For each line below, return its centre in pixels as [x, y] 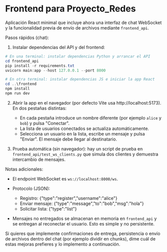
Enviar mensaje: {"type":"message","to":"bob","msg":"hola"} [82, 203]
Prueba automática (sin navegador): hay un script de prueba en [78, 148]
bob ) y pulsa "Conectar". [45, 123]
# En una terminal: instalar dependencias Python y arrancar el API [78, 56]
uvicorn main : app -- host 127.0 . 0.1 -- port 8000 [56, 70]
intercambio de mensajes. [39, 159]
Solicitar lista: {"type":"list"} [48, 208]
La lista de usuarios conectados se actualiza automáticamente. [84, 128]
